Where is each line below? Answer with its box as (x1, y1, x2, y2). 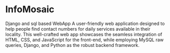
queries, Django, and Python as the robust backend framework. (5, 42, 140, 48)
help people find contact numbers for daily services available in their (5, 25, 150, 32)
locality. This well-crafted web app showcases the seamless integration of (5, 31, 163, 37)
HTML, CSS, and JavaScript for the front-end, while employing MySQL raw (5, 37, 164, 43)
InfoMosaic (5, 4, 55, 15)
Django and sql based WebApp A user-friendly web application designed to (5, 20, 165, 26)
